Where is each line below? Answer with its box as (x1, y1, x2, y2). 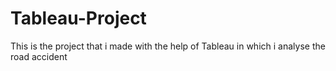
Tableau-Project (10, 7, 147, 30)
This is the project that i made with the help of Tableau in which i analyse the (10, 40, 326, 52)
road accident (10, 50, 68, 62)
